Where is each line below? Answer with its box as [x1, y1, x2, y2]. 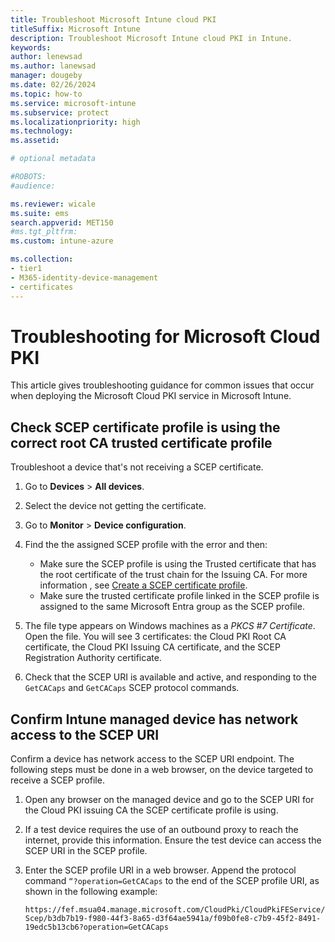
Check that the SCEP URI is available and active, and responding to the [24, 671, 317, 683]
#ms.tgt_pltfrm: [10, 227, 78, 237]
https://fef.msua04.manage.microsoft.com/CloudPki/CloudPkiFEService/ [24, 905, 326, 915]
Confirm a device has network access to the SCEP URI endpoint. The [10, 753, 295, 765]
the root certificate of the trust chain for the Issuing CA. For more [39, 569, 308, 581]
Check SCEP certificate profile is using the [10, 419, 281, 436]
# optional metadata [10, 154, 97, 164]
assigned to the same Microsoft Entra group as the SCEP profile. [39, 601, 305, 613]
